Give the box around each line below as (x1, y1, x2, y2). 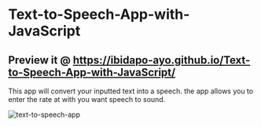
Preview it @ (8, 53, 71, 67)
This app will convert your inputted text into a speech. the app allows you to (8, 86, 254, 96)
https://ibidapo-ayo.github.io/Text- (72, 53, 251, 67)
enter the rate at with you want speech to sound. (8, 95, 166, 103)
